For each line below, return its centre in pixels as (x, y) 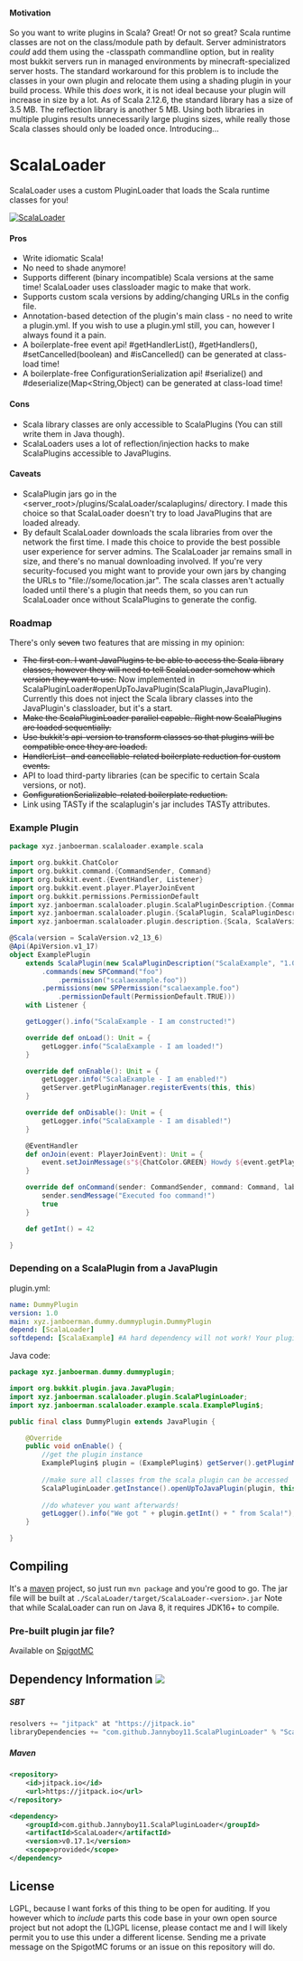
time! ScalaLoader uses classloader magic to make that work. (136, 287)
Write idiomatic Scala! (63, 259)
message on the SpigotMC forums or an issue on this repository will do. (142, 1947)
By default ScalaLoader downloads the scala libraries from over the (147, 532)
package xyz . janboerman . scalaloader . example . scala (106, 847)
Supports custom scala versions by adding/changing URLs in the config (156, 297)
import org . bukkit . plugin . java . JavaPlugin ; (92, 1388)
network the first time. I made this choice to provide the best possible (151, 542)
